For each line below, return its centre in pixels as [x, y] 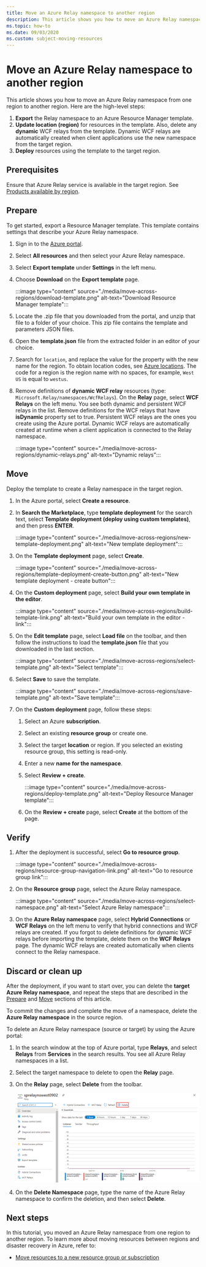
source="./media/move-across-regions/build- [135, 611]
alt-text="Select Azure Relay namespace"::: [115, 907]
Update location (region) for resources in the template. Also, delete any [106, 125]
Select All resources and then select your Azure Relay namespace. [100, 255]
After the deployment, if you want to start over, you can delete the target [98, 986]
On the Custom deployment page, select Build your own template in [103, 592]
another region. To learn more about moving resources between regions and [103, 1239]
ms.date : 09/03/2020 [33, 32]
